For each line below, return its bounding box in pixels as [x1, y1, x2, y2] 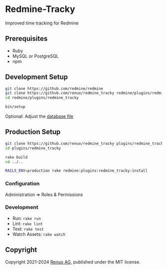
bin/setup [5, 104, 26, 109]
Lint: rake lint [12, 221, 43, 227]
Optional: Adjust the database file [5, 113, 74, 119]
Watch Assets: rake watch [12, 231, 66, 237]
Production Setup [5, 128, 61, 136]
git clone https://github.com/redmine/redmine [5, 86, 103, 91]
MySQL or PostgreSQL [12, 53, 59, 59]
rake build [5, 155, 28, 160]
